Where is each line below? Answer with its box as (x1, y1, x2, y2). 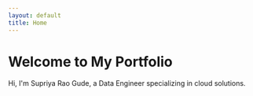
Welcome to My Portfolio (8, 53, 173, 71)
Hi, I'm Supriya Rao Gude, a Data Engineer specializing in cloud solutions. (8, 79, 246, 88)
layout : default (8, 11, 61, 20)
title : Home (8, 19, 47, 27)
